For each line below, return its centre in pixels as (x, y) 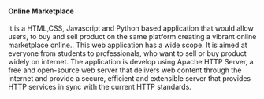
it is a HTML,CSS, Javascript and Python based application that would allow (131, 28)
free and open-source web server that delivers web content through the (125, 70)
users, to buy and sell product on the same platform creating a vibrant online (132, 37)
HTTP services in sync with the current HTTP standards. (100, 87)
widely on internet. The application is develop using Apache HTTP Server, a (131, 62)
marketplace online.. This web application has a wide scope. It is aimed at (128, 45)
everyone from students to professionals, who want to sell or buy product (127, 53)
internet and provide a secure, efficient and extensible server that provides (130, 79)
